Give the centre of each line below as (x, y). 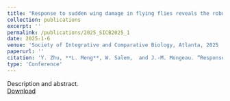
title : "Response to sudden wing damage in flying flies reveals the (108, 13)
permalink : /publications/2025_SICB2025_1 (68, 32)
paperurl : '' (26, 52)
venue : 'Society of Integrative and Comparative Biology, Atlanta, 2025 (113, 45)
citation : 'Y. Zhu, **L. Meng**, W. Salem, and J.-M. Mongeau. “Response (116, 58)
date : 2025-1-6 (29, 39)
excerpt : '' (24, 26)
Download (22, 91)
